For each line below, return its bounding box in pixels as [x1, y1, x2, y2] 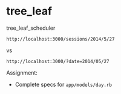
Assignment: [6, 69, 38, 76]
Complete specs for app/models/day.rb [15, 81, 112, 88]
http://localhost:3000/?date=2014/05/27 [6, 58, 110, 64]
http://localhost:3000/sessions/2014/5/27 [6, 36, 115, 42]
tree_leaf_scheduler [6, 24, 56, 32]
